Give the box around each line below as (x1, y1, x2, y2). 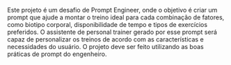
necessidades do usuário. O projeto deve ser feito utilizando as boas (7, 43, 204, 50)
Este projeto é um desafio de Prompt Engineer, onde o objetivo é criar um (7, 6, 218, 14)
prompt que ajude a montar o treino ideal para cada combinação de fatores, (7, 13, 225, 21)
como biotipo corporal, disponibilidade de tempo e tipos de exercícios (7, 21, 207, 28)
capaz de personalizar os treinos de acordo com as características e (7, 35, 204, 44)
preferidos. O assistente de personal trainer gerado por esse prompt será (7, 28, 218, 36)
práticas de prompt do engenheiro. (7, 50, 107, 58)
